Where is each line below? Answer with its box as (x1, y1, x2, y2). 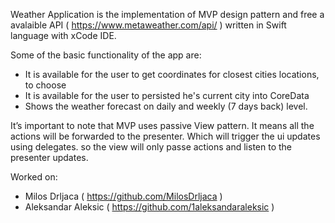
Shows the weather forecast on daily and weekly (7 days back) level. (24, 100, 308, 112)
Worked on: (10, 171, 58, 183)
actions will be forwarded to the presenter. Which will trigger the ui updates (10, 130, 321, 142)
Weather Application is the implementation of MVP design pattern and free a (10, 9, 325, 20)
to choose (24, 79, 67, 91)
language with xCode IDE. (10, 30, 117, 41)
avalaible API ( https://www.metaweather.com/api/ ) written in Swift (10, 19, 287, 31)
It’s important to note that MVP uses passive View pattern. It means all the (10, 120, 315, 131)
